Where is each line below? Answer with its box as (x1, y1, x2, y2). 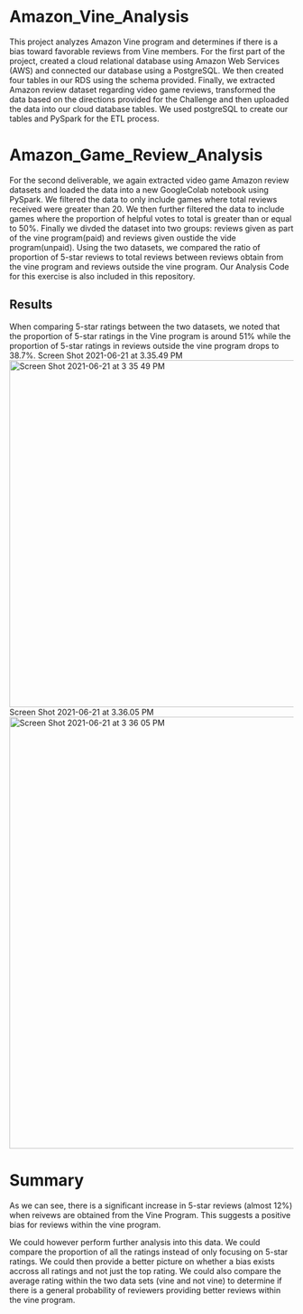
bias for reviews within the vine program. (9, 1219, 161, 1230)
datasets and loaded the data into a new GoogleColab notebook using (9, 184, 269, 195)
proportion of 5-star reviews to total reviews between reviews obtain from (9, 251, 284, 262)
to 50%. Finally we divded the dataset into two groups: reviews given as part (9, 222, 294, 233)
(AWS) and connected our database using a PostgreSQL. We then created (9, 65, 284, 76)
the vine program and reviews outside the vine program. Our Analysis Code (9, 260, 289, 272)
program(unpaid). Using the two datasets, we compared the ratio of (9, 241, 262, 252)
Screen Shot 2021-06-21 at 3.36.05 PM (9, 706, 154, 717)
